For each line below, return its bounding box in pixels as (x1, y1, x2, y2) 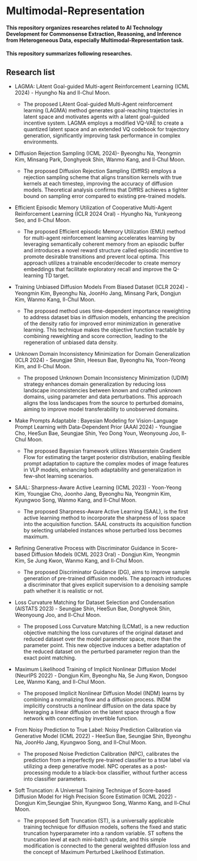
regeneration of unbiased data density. (23, 339, 118, 346)
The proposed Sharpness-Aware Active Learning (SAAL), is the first (23, 508, 189, 515)
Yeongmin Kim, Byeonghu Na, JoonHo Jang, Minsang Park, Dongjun (14, 290, 181, 297)
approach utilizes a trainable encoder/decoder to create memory (23, 259, 181, 267)
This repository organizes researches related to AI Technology (6, 24, 163, 31)
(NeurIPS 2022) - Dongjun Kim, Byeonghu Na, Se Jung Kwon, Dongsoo (14, 672, 188, 679)
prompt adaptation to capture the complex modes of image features (23, 460, 189, 467)
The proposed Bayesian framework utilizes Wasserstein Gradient (23, 447, 182, 454)
